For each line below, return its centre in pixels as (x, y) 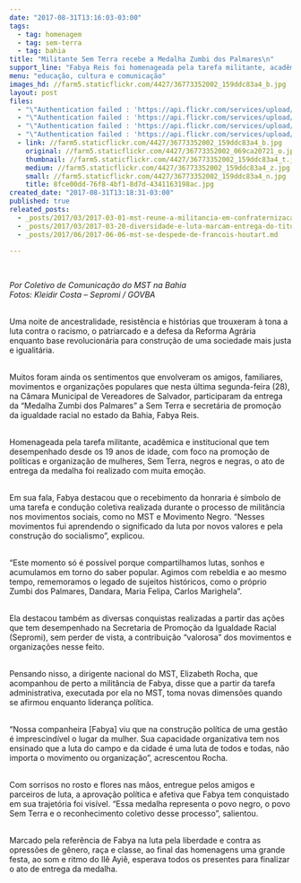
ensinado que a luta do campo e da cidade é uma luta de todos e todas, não (149, 748)
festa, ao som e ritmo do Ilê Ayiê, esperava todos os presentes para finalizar (150, 860)
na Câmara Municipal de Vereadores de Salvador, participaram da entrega (146, 397)
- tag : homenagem (50, 34)
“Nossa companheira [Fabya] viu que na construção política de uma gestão (149, 730)
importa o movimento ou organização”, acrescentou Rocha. (119, 758)
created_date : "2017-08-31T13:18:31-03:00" (92, 193)
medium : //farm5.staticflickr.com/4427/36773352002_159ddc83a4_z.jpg (158, 168)
